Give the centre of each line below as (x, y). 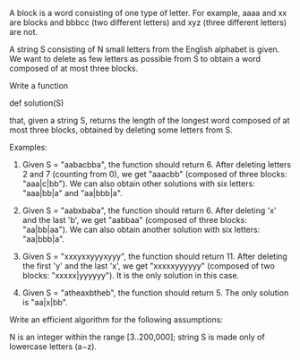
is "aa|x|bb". (45, 302)
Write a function (39, 86)
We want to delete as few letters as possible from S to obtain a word (135, 59)
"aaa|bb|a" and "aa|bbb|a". (72, 193)
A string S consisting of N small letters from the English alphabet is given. (145, 49)
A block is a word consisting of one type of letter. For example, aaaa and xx (148, 13)
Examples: (28, 147)
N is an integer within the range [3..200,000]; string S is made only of (137, 337)
